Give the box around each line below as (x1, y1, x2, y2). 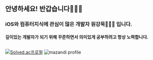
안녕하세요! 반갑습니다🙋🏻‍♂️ (5, 4, 83, 13)
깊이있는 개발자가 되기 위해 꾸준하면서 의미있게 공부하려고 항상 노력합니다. (5, 34, 149, 40)
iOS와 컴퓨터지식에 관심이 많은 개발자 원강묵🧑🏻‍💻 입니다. (5, 21, 132, 28)
